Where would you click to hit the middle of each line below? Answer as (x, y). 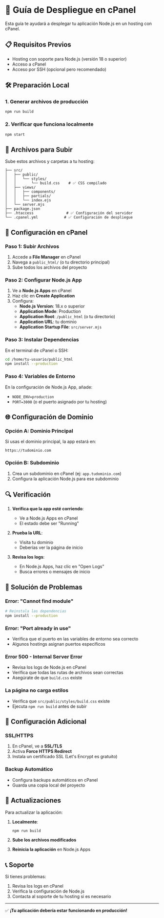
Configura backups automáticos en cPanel (55, 780)
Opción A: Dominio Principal (39, 431)
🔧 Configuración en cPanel (46, 232)
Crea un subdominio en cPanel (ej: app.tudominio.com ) (67, 473)
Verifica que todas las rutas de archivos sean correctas (68, 673)
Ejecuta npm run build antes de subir (49, 706)
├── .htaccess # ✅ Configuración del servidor (69, 213)
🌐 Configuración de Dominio (49, 417)
